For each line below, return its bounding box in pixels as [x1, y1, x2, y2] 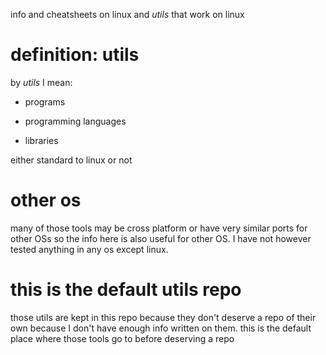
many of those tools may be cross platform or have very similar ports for [10, 222, 308, 234]
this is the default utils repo [10, 279, 242, 301]
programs [24, 95, 66, 108]
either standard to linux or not [10, 154, 133, 166]
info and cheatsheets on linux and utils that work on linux [10, 9, 245, 20]
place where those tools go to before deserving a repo [10, 332, 235, 344]
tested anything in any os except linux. [10, 243, 169, 255]
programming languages [24, 115, 127, 127]
